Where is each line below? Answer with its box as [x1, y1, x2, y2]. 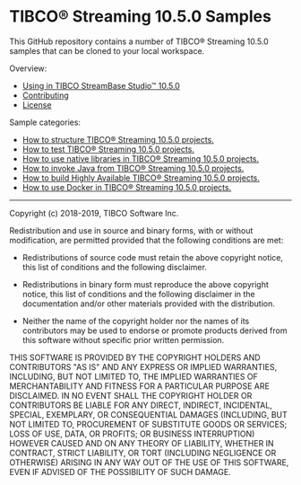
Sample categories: [9, 117, 82, 128]
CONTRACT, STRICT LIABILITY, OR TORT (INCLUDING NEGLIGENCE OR [9, 447, 277, 458]
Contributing [21, 90, 69, 101]
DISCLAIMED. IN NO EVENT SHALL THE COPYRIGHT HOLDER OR [9, 390, 253, 401]
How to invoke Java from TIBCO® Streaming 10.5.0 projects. [21, 163, 245, 173]
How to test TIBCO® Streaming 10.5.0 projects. [21, 144, 195, 154]
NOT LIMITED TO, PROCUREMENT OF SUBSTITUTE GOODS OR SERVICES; [9, 419, 288, 429]
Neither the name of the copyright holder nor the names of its [21, 315, 250, 326]
